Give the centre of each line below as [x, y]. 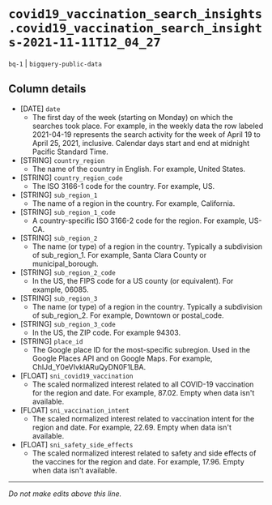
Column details [47, 89]
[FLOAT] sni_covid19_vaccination [76, 375]
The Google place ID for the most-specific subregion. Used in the [141, 349]
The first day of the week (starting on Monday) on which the [132, 117]
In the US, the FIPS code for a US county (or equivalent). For [133, 280]
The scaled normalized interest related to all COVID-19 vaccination [143, 384]
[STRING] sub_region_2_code [68, 272]
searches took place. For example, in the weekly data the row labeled [148, 126]
